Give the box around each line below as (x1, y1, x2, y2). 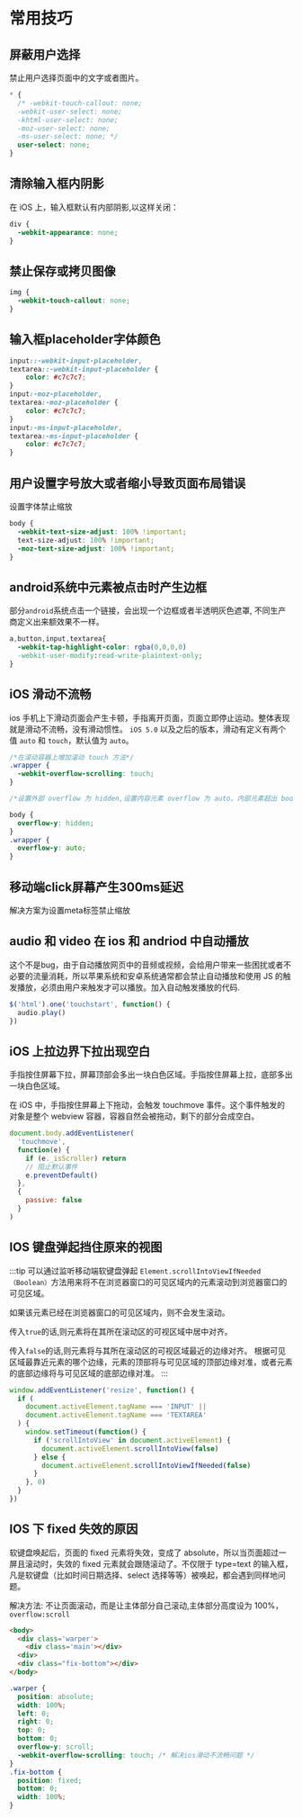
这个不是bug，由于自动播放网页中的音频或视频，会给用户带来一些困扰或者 (9, 959, 284, 970)
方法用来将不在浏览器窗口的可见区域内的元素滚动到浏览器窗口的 (50, 1276, 288, 1287)
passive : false (25, 1196, 83, 1205)
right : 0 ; (17, 1717, 54, 1726)
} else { (32, 1453, 67, 1462)
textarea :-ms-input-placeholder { (9, 431, 139, 441)
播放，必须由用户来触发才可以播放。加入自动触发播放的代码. (16, 982, 241, 993)
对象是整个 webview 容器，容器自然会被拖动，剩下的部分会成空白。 (9, 1111, 260, 1121)
